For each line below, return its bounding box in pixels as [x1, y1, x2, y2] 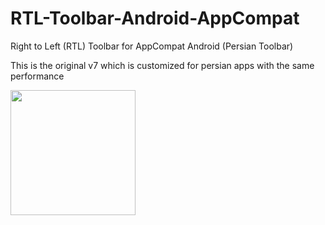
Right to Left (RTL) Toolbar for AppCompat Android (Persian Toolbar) [10, 40, 294, 52]
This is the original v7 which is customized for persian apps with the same [10, 59, 315, 71]
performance [10, 70, 65, 82]
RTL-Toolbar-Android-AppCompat [10, 7, 300, 30]
